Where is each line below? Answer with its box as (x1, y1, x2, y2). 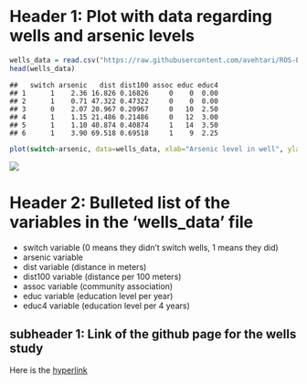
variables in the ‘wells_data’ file (9, 212, 254, 233)
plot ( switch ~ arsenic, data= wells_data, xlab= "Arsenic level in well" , (9, 144, 284, 153)
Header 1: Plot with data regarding (9, 6, 272, 27)
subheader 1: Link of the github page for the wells (9, 326, 297, 342)
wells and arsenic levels (9, 26, 195, 47)
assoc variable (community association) (22, 280, 174, 292)
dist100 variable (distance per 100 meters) (22, 271, 182, 282)
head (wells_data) (9, 64, 76, 73)
